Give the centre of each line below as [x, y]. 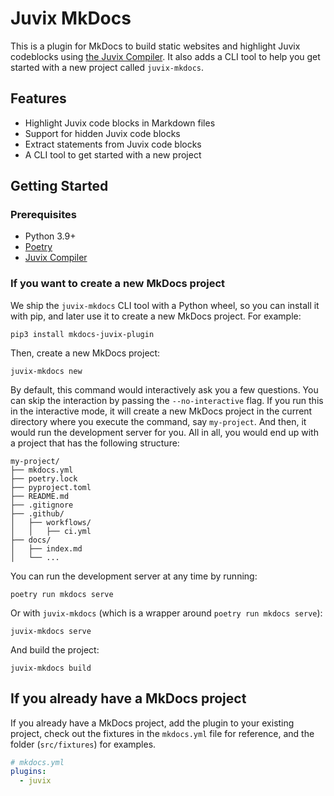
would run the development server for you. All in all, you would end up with [164, 432]
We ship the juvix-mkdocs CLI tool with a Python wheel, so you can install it [165, 305]
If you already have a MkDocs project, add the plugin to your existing [152, 723]
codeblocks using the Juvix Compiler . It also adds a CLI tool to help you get [165, 56]
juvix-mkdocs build [51, 668]
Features [38, 98]
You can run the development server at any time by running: [134, 576]
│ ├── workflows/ [51, 522]
